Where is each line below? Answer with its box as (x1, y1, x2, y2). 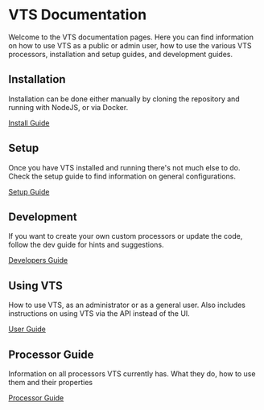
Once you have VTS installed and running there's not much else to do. (8, 162, 241, 172)
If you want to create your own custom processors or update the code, (8, 232, 243, 241)
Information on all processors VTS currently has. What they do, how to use (8, 369, 256, 379)
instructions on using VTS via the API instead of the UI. (8, 309, 191, 318)
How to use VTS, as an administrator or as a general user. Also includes (8, 300, 245, 310)
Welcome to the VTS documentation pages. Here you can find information (8, 32, 254, 42)
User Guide (8, 324, 47, 334)
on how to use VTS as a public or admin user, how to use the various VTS (8, 40, 252, 50)
